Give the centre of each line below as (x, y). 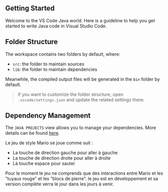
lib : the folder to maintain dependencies (55, 69)
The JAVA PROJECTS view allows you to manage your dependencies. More (81, 128)
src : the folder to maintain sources (48, 64)
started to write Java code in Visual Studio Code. (56, 26)
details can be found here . (33, 133)
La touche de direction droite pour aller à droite (62, 158)
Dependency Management (48, 116)
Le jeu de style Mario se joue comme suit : (49, 143)
